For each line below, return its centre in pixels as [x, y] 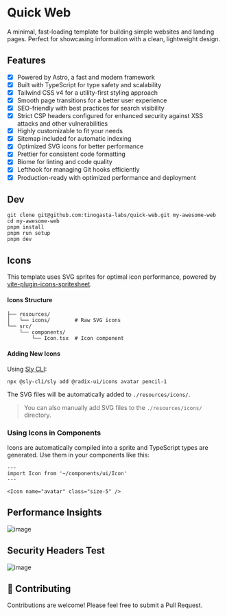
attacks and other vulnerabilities [62, 124]
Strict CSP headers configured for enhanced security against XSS [110, 116]
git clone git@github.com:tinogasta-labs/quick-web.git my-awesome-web [111, 215]
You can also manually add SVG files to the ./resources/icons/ [113, 407]
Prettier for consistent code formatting [71, 154]
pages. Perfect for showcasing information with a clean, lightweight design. [114, 38]
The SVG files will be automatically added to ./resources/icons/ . [99, 394]
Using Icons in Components [54, 433]
